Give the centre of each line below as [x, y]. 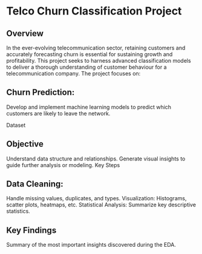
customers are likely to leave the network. [58, 113]
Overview [25, 33]
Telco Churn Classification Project [94, 11]
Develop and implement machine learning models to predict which [89, 107]
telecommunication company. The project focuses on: [73, 73]
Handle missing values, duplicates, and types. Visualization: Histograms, [96, 198]
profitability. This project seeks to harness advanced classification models [99, 61]
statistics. [18, 211]
